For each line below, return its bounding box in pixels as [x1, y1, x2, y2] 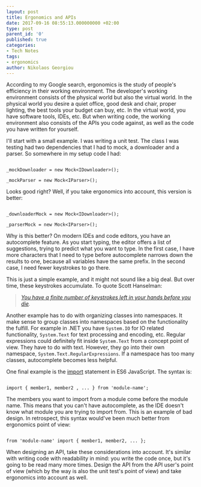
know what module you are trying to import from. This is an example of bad [6, 408, 193, 416]
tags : [6, 53, 20, 59]
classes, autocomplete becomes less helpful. [6, 357, 118, 364]
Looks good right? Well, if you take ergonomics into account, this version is [6, 188, 192, 195]
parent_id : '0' [6, 31, 44, 37]
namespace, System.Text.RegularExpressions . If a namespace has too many [6, 350, 195, 357]
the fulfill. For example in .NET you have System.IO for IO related [6, 325, 164, 332]
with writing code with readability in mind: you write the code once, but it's [6, 455, 191, 462]
